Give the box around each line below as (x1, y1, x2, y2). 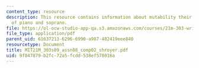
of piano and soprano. (11, 20, 68, 25)
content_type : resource (6, 8, 65, 15)
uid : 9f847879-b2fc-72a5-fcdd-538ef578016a (6, 53, 115, 59)
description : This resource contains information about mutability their (6, 14, 192, 20)
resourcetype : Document (6, 42, 65, 48)
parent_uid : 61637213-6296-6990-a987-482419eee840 (6, 36, 134, 42)
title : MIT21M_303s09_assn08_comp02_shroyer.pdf (6, 47, 129, 53)
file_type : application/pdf (6, 31, 76, 37)
